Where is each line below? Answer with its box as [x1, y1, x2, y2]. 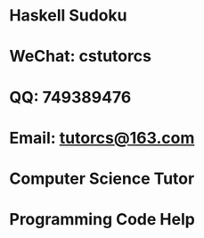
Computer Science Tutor [9, 168, 195, 188]
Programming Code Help [9, 209, 196, 230]
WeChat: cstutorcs [9, 46, 151, 67]
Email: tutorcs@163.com [9, 127, 195, 148]
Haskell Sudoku [9, 5, 127, 26]
